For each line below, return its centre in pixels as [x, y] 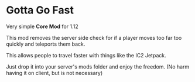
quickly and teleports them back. [46, 44]
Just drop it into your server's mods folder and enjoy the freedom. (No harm [98, 66]
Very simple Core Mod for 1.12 [42, 26]
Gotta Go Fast [40, 10]
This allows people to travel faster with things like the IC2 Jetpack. [86, 55]
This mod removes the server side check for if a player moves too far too [94, 37]
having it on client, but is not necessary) [54, 73]
